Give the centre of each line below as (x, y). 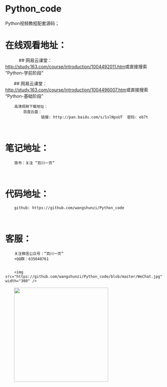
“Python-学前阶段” (24, 73)
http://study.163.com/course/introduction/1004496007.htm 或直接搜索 (77, 90)
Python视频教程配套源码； (32, 23)
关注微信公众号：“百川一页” (39, 253)
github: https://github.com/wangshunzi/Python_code (69, 208)
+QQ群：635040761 (32, 259)
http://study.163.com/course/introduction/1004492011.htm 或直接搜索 (76, 66)
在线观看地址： (36, 45)
